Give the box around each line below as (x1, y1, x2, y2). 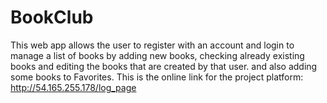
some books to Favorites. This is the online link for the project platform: (10, 71, 304, 83)
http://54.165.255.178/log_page (10, 81, 137, 93)
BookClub (10, 6, 94, 29)
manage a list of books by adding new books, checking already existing (10, 49, 305, 61)
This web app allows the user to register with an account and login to (10, 39, 295, 51)
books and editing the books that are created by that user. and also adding (10, 60, 318, 72)
